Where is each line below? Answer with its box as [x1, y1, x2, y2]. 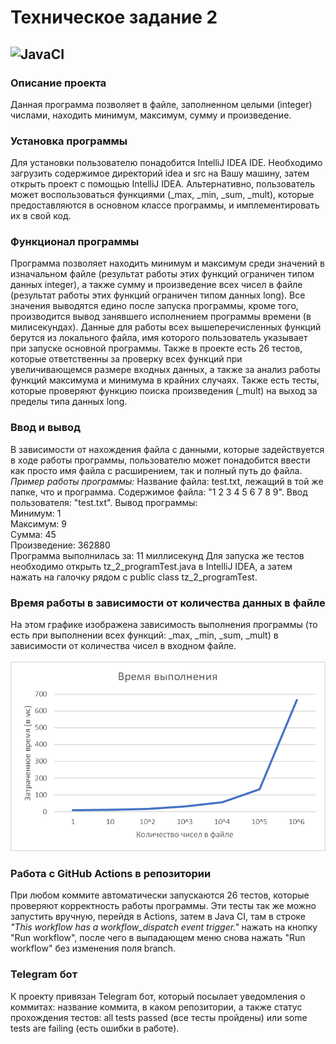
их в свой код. [10, 210, 72, 222]
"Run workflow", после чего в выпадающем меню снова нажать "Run [10, 932, 306, 944]
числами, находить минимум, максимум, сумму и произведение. [10, 109, 292, 121]
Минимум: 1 [10, 507, 62, 519]
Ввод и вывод [10, 421, 81, 435]
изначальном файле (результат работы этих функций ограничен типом [10, 268, 315, 280]
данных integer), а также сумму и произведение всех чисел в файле [10, 279, 303, 291]
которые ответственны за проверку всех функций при [10, 353, 243, 365]
